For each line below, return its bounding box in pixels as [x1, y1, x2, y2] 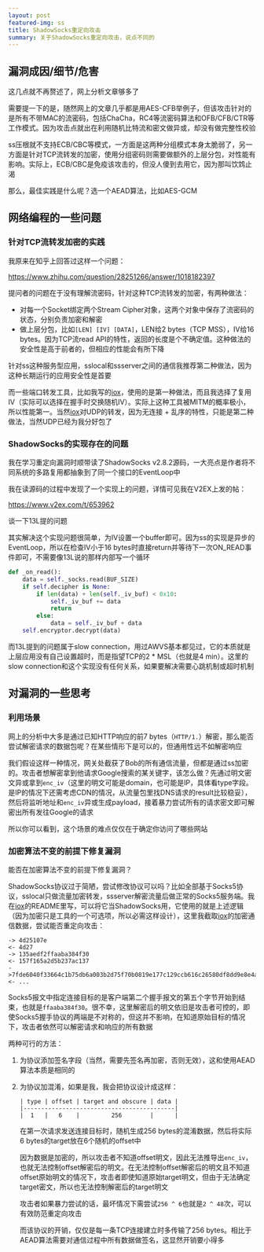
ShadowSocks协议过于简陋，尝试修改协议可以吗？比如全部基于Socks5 [8, 881, 237, 890]
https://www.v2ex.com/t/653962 [8, 500, 115, 509]
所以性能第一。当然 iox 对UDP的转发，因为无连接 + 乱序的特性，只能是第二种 [8, 406, 254, 417]
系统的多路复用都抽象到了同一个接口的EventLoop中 [14, 468, 181, 477]
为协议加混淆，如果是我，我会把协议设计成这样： [19, 1081, 178, 1091]
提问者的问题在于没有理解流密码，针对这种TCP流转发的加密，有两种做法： [8, 288, 249, 297]
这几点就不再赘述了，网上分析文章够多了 [8, 87, 139, 97]
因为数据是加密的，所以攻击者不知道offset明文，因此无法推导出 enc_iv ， [19, 1152, 253, 1162]
